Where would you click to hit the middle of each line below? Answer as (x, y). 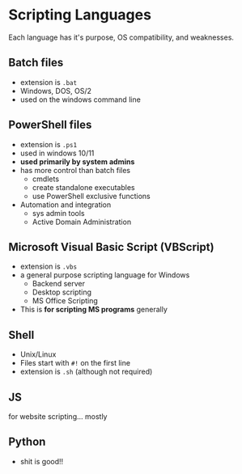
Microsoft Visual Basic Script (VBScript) (111, 247)
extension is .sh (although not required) (86, 372)
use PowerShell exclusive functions (91, 196)
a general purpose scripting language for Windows (105, 275)
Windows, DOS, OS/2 (55, 91)
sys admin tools (58, 213)
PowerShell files (50, 125)
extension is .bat (49, 82)
